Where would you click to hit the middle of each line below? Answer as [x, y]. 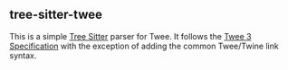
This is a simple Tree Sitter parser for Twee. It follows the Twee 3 [130, 36]
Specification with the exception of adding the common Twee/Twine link [144, 46]
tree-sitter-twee [56, 15]
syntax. [23, 55]
